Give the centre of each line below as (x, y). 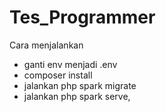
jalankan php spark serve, (77, 96)
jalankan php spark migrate (80, 85)
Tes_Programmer (82, 17)
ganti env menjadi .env (70, 64)
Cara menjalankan (46, 45)
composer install (58, 75)
